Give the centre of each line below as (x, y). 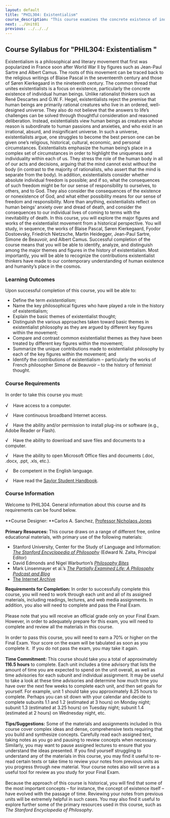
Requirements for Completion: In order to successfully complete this (78, 589)
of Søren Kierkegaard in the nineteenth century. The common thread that (81, 83)
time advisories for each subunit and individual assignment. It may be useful (84, 675)
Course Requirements (33, 383)
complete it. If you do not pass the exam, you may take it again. (72, 648)
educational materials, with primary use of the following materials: (74, 537)
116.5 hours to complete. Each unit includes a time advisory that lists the (81, 664)
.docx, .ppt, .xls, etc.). (28, 461)
